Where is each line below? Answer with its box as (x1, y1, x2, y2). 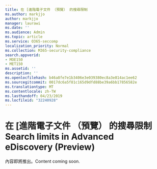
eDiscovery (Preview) (5, 142, 95, 153)
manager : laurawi (5, 21, 41, 26)
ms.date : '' (5, 25, 29, 30)
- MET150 (5, 62, 23, 66)
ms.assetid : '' (5, 66, 36, 71)
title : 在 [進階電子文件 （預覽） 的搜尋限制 (5, 7, 88, 12)
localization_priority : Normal (5, 43, 69, 48)
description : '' (5, 71, 38, 76)
